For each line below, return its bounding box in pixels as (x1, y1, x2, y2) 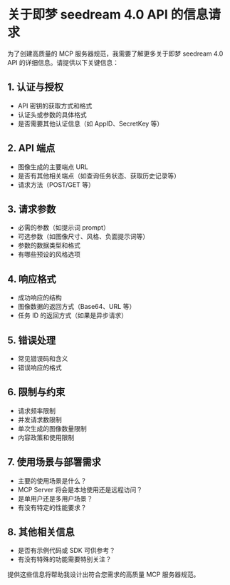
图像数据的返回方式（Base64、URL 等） (17, 302, 136, 311)
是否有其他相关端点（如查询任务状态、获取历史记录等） (17, 171, 180, 180)
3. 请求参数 (7, 203, 56, 215)
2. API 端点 (7, 142, 56, 154)
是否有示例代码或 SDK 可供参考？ (17, 546, 116, 555)
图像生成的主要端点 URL (17, 162, 89, 171)
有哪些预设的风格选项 (17, 250, 80, 259)
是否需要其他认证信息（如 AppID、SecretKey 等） (17, 119, 164, 128)
